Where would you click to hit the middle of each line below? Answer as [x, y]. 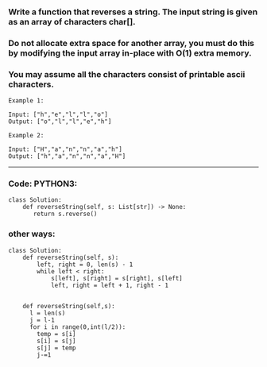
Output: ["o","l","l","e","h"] [60, 122]
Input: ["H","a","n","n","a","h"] [66, 149]
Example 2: [26, 136]
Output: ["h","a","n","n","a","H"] [67, 156]
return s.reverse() [65, 214]
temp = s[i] [57, 334]
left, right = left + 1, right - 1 [110, 285]
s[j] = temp [57, 348]
